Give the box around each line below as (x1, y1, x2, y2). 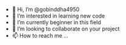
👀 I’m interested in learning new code (12, 12, 105, 19)
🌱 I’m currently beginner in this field (12, 19, 101, 26)
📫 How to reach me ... (12, 32, 68, 39)
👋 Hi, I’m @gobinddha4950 (12, 6, 80, 13)
